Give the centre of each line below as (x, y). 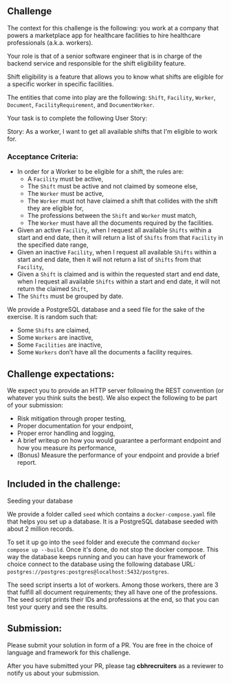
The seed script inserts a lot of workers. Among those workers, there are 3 (113, 585)
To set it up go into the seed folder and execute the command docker (104, 542)
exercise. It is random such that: (53, 317)
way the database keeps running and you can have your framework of (107, 556)
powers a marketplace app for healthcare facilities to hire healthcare (104, 35)
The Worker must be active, (66, 194)
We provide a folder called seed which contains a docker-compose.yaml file (111, 514)
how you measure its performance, (67, 447)
